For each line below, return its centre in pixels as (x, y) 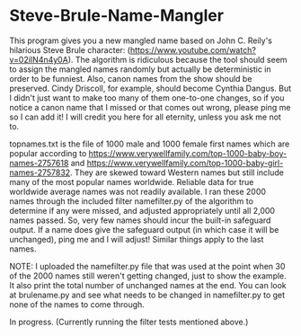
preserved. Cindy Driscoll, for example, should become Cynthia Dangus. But (150, 88)
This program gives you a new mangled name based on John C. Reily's (141, 40)
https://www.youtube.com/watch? (193, 49)
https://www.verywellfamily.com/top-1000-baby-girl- (185, 163)
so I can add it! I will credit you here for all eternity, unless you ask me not (145, 117)
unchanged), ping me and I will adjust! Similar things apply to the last (137, 239)
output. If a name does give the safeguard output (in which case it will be (144, 229)
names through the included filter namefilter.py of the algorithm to (132, 201)
